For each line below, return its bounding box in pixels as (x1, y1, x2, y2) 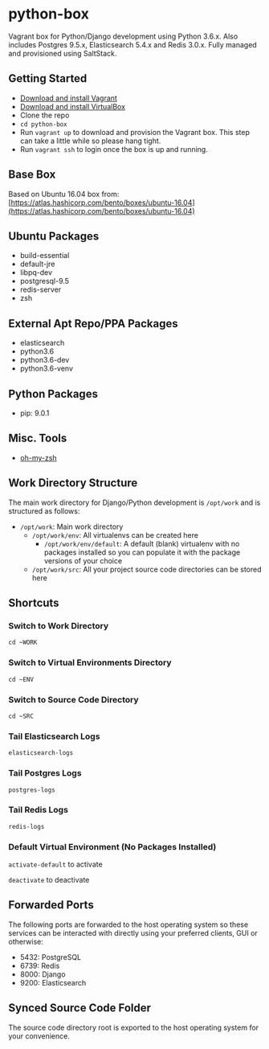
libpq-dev (19, 268, 53, 277)
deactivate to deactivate (8, 875, 90, 885)
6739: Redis (19, 961, 60, 970)
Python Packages (8, 387, 99, 400)
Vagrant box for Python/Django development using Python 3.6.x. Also (8, 31, 238, 41)
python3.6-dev (19, 355, 70, 365)
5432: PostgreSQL (19, 952, 82, 961)
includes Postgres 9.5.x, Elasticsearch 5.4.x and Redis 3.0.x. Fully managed (8, 39, 257, 49)
